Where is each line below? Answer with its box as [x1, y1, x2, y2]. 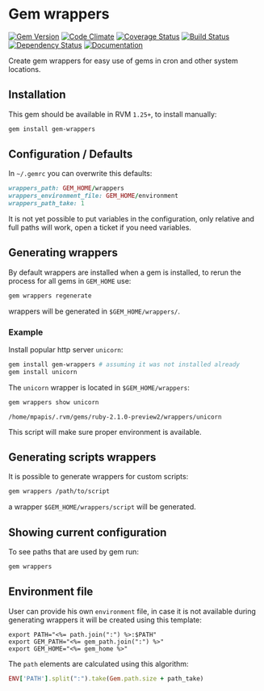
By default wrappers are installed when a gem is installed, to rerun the [8, 268, 241, 277]
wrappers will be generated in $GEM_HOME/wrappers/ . [8, 306, 180, 316]
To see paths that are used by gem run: [8, 547, 140, 557]
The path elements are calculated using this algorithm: [8, 659, 189, 668]
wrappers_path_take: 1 [8, 200, 85, 208]
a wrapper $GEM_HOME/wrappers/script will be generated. [8, 502, 196, 512]
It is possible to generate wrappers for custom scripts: [8, 472, 189, 482]
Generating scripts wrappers [8, 450, 157, 465]
